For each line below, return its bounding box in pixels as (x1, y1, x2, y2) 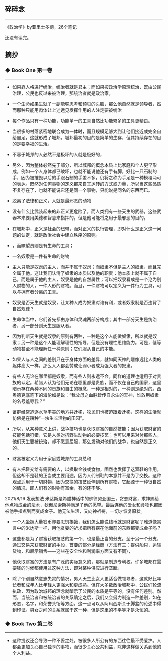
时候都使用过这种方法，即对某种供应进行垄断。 (25, 565, 122, 571)
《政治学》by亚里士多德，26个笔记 (5, 24, 77, 30)
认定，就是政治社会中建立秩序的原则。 (21, 232, 100, 238)
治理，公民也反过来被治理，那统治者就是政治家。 (12, 90, 113, 96)
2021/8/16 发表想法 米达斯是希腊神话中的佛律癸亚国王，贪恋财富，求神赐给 (5, 495, 159, 501)
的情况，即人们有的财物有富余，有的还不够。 (12, 485, 105, 491)
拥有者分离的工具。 (21, 289, 61, 295)
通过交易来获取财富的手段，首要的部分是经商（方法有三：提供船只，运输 (12, 542, 161, 548)
